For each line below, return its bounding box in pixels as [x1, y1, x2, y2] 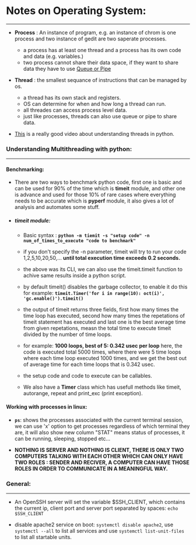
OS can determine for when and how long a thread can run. [23, 100, 166, 107]
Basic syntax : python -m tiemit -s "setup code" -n [23, 232, 150, 239]
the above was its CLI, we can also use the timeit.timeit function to [23, 266, 183, 273]
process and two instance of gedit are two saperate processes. [14, 35, 167, 42]
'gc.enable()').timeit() [23, 296, 84, 302]
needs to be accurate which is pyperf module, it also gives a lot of [14, 197, 174, 204]
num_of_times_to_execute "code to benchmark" [23, 238, 136, 244]
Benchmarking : [6, 166, 45, 173]
